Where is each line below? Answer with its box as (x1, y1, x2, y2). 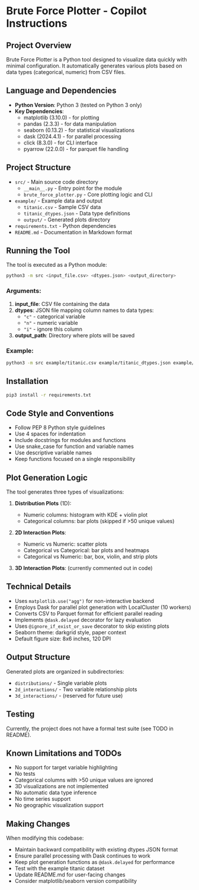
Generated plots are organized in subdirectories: (6, 667, 124, 675)
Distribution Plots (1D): (14, 500, 72, 507)
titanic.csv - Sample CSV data (23, 203, 101, 211)
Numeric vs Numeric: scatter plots (23, 540, 108, 548)
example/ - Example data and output (14, 197, 102, 204)
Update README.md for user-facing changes (14, 871, 126, 878)
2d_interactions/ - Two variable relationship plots (14, 685, 137, 693)
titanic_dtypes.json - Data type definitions (23, 209, 130, 217)
